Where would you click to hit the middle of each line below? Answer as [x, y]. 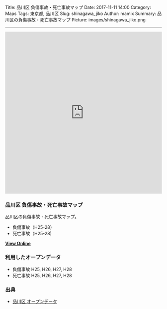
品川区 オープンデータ [35, 301]
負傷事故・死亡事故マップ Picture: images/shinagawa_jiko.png [82, 20]
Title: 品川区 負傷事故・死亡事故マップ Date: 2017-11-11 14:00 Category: [78, 7]
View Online [18, 244]
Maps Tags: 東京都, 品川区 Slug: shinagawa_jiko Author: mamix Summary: [81, 13]
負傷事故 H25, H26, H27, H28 [42, 269]
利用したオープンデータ [33, 257]
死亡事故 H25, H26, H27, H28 [42, 275]
